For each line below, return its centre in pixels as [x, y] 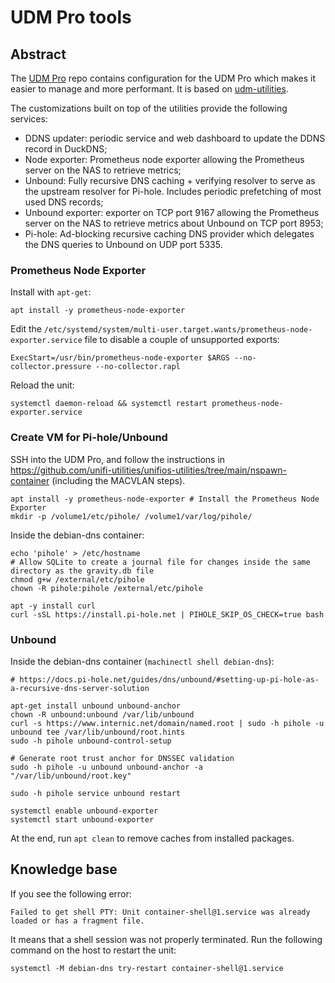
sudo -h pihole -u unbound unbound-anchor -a [106, 767]
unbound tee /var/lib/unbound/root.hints [98, 732]
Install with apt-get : [51, 292]
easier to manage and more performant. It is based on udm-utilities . [149, 89]
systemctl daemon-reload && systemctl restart [109, 404]
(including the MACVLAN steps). [118, 480]
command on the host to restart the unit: [93, 950]
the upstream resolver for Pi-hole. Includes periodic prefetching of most [173, 191]
